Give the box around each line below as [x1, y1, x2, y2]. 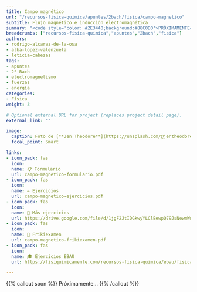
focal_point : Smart [11, 139, 59, 145]
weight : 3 [6, 101, 30, 108]
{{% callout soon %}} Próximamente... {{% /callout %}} [6, 280, 140, 287]
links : [6, 150, 22, 156]
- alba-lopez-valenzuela [6, 47, 67, 53]
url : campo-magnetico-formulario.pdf [11, 172, 104, 177]
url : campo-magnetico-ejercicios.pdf [11, 193, 104, 199]
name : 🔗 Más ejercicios [11, 210, 69, 216]
